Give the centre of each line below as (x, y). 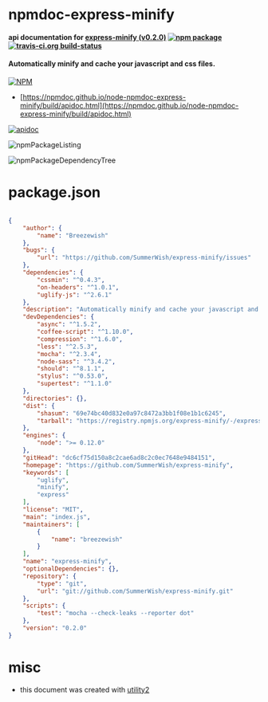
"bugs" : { (39, 250)
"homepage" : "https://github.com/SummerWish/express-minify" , (128, 465)
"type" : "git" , (62, 583)
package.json (55, 192)
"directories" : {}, (55, 398)
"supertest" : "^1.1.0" (75, 384)
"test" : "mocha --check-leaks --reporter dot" (116, 614)
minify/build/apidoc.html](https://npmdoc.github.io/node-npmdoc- (129, 105)
